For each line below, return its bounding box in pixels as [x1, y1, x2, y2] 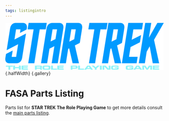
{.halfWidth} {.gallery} [5, 70, 51, 76]
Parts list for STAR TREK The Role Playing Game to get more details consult [5, 104, 162, 110]
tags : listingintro [5, 8, 46, 13]
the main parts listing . [5, 109, 50, 115]
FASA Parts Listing [5, 88, 84, 99]
